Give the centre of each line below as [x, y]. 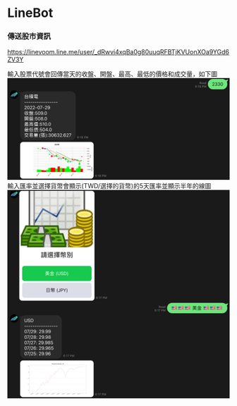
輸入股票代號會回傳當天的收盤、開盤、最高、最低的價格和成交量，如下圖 [112, 74]
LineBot [30, 13]
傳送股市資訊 [29, 37]
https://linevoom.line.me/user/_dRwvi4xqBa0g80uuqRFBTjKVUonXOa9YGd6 [119, 52]
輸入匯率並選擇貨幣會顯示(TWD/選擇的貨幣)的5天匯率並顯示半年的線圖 [109, 186]
